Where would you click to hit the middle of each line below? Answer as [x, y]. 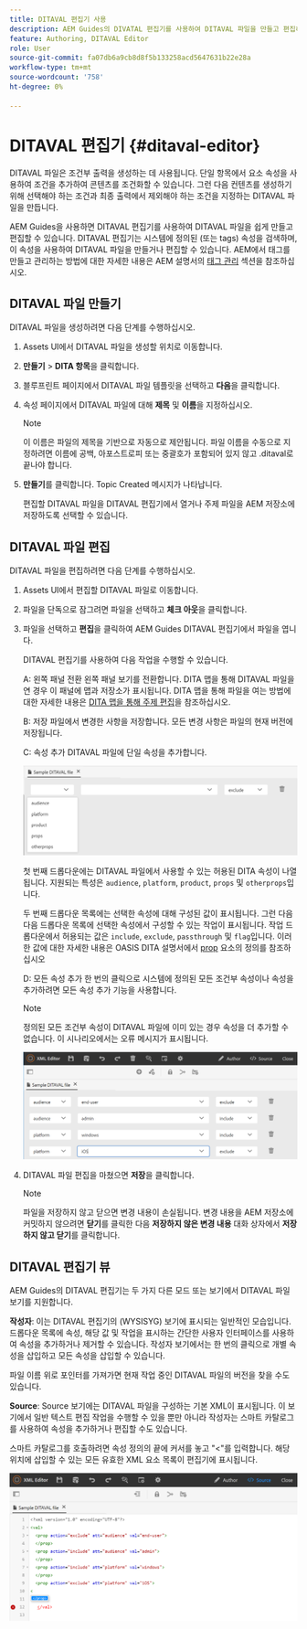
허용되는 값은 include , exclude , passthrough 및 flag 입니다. [169, 936]
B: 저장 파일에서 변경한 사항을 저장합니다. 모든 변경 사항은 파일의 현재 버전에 [158, 721]
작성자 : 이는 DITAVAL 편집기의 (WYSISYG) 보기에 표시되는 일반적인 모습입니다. [150, 1322]
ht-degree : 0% [37, 87]
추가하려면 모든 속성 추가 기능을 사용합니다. [100, 990]
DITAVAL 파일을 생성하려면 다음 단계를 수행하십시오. [103, 327]
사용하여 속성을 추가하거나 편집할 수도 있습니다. [103, 1429]
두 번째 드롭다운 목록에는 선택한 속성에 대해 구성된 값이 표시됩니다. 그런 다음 [158, 913]
